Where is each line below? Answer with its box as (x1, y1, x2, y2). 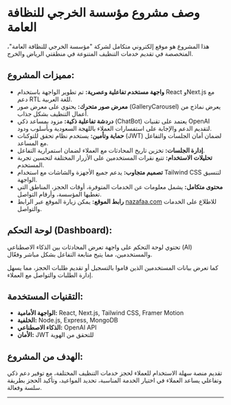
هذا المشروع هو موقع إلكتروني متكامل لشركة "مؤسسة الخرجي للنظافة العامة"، (7, 42, 210, 50)
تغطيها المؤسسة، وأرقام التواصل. (16, 190, 102, 198)
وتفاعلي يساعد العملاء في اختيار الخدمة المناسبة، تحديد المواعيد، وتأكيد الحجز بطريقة (7, 376, 222, 384)
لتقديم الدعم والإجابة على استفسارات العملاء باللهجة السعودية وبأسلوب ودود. (16, 124, 212, 132)
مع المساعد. (16, 139, 49, 147)
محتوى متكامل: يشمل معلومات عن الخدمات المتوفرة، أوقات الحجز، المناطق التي (16, 182, 223, 190)
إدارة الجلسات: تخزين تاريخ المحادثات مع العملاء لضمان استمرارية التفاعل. (16, 146, 205, 154)
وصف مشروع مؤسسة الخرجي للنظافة (7, 5, 200, 21)
